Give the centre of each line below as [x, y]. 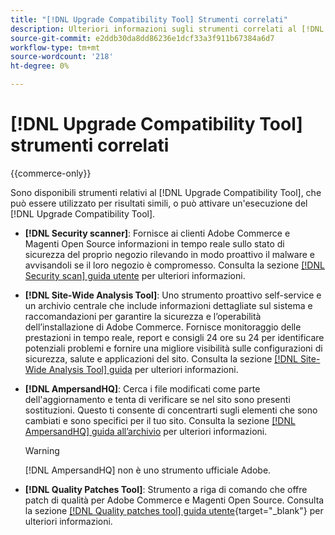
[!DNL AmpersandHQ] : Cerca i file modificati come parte [142, 388]
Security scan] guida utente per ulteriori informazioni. [135, 275]
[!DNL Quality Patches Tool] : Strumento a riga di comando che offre [166, 489]
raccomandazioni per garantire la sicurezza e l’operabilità [143, 316]
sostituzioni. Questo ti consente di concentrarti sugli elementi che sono [171, 410]
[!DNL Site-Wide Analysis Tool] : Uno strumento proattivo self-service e [173, 295]
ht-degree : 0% [40, 66]
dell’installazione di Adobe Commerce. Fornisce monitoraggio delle [163, 327]
